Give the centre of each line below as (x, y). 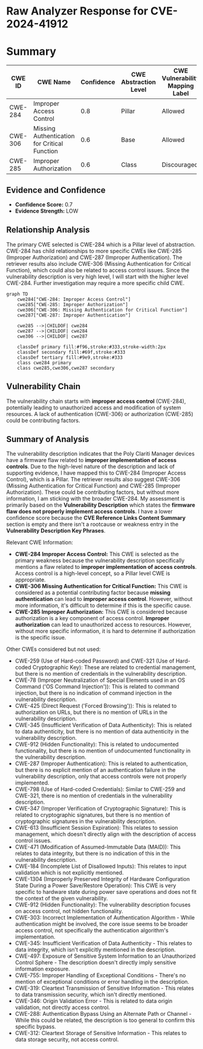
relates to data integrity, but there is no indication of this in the (92, 853)
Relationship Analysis (48, 230)
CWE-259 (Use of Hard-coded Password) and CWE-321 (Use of (95, 661)
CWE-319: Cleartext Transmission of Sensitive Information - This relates (105, 988)
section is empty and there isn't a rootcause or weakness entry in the (92, 524)
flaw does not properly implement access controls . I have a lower (90, 512)
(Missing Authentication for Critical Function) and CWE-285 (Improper (93, 486)
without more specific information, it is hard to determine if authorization (105, 631)
